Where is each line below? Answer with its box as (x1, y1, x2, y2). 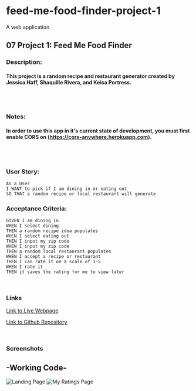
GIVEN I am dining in (6, 218, 59, 224)
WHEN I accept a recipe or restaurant (6, 254, 101, 260)
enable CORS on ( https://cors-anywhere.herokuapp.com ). (6, 133, 152, 140)
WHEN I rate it (6, 264, 43, 270)
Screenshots (6, 345, 43, 353)
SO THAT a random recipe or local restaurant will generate (6, 191, 157, 197)
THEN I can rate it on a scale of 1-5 (6, 259, 101, 265)
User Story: (6, 167, 40, 175)
